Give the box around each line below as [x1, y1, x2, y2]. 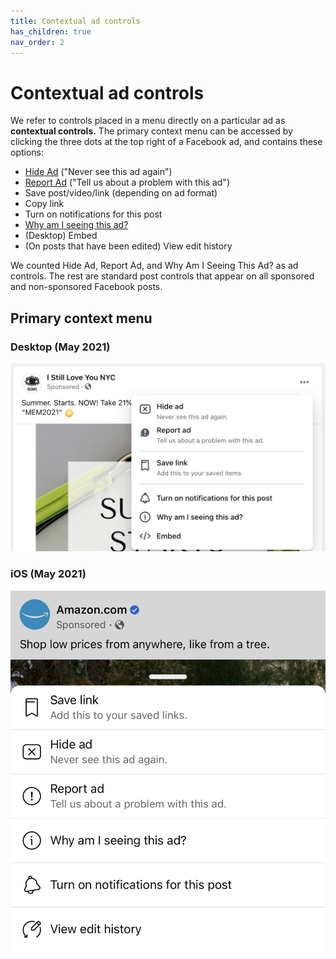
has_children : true [10, 26, 92, 37]
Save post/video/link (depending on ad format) [24, 187, 218, 199]
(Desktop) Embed [24, 230, 98, 242]
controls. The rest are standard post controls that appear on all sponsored [10, 270, 315, 282]
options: [10, 146, 45, 159]
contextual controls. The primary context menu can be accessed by [10, 125, 293, 137]
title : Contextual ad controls [10, 16, 141, 26]
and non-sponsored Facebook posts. [10, 281, 163, 293]
